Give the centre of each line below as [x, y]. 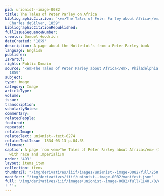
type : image [17, 82]
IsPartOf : [15, 59]
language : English [24, 50]
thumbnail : [16, 172]
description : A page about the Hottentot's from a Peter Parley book [77, 46]
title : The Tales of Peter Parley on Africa [51, 14]
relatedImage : [20, 132]
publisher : [16, 55]
